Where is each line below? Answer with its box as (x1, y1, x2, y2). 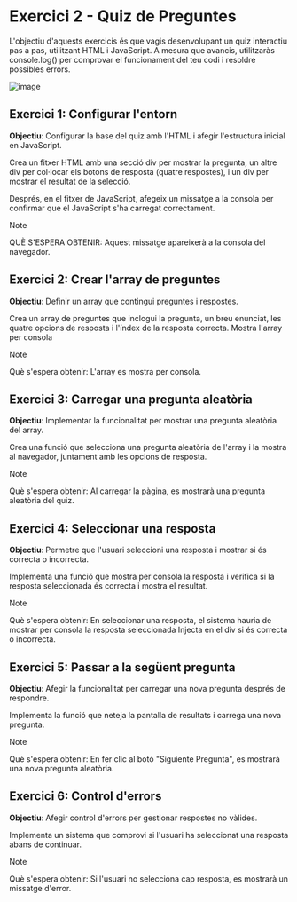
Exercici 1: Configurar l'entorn (9, 107, 178, 122)
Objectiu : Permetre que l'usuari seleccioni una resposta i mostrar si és (9, 544, 268, 556)
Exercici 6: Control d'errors (9, 788, 162, 804)
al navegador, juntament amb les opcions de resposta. (9, 451, 207, 463)
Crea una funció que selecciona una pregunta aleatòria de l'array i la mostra (9, 442, 287, 453)
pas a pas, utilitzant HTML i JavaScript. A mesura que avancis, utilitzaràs (9, 44, 275, 55)
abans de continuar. (9, 839, 82, 850)
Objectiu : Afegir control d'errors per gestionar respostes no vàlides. (9, 812, 258, 823)
